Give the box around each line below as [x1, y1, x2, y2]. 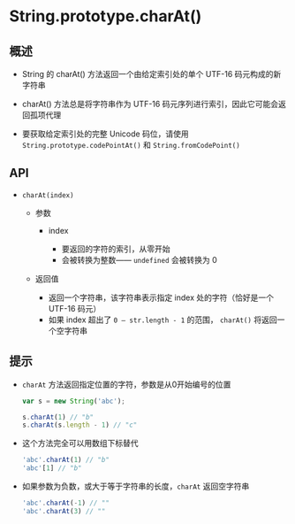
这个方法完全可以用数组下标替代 [21, 438, 139, 449]
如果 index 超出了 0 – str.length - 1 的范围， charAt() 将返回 [48, 314, 277, 325]
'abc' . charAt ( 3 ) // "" [21, 506, 106, 515]
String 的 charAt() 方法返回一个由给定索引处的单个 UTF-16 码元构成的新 [21, 69, 282, 79]
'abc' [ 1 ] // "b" [21, 464, 82, 473]
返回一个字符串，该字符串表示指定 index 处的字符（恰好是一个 [48, 292, 274, 303]
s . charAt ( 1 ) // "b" [21, 412, 95, 421]
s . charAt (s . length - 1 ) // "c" [21, 420, 138, 430]
